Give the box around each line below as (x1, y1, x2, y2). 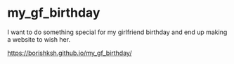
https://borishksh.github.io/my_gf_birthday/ (7, 49, 132, 57)
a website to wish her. (7, 35, 71, 43)
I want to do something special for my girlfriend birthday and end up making (7, 28, 228, 36)
